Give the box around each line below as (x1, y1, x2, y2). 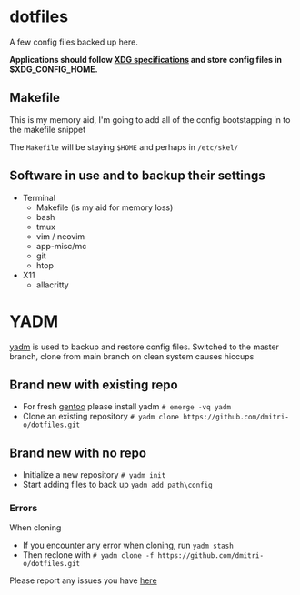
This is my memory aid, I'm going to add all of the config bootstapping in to (9, 114, 291, 125)
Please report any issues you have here (9, 575, 157, 586)
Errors (9, 502, 38, 515)
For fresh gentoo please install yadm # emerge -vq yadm (22, 401, 232, 412)
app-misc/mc (35, 240, 87, 251)
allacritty (35, 279, 70, 290)
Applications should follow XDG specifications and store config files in (9, 54, 282, 65)
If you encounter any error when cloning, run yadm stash (22, 540, 234, 551)
